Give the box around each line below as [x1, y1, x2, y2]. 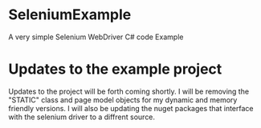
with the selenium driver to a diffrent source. [8, 112, 155, 122]
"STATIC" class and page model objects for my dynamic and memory [8, 94, 238, 105]
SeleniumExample [8, 6, 132, 24]
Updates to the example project [8, 60, 222, 78]
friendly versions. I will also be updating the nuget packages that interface [8, 103, 254, 113]
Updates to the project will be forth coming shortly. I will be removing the [8, 86, 250, 96]
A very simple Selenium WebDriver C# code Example [8, 32, 184, 42]
